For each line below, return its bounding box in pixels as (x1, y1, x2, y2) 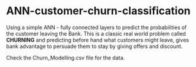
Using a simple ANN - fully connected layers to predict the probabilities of (6, 24, 187, 31)
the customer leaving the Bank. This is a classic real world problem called (6, 30, 186, 37)
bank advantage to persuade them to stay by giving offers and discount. (6, 43, 183, 50)
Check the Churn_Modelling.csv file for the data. (6, 54, 125, 61)
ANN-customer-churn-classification (6, 4, 191, 18)
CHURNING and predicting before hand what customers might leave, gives (6, 36, 189, 43)
